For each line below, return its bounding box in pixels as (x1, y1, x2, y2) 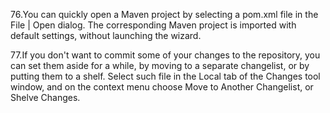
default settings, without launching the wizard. (10, 30, 202, 41)
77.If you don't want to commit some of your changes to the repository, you (10, 49, 321, 61)
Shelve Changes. (10, 92, 81, 103)
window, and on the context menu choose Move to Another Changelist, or (10, 81, 314, 93)
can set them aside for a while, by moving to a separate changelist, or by (10, 60, 310, 71)
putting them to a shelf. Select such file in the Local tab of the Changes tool (10, 70, 321, 82)
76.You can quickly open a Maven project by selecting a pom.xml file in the (10, 9, 319, 20)
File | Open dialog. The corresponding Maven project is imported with (10, 19, 297, 31)
